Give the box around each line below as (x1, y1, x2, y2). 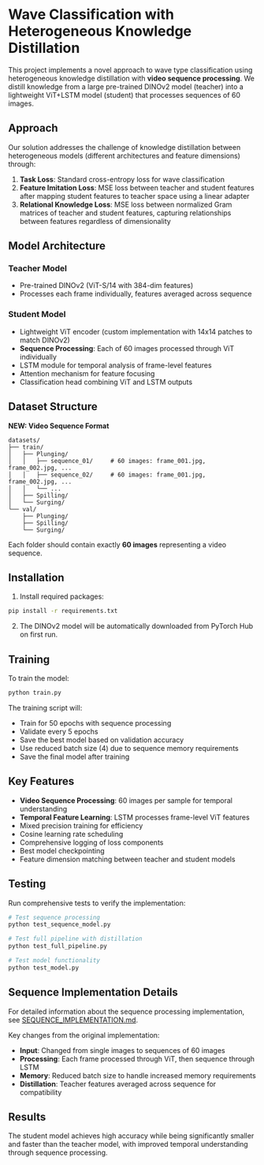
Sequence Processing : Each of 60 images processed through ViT (19, 343, 235, 353)
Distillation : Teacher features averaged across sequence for (19, 1079, 217, 1088)
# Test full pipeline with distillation (8, 935, 143, 943)
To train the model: (8, 674, 69, 683)
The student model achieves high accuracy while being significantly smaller (8, 1131, 255, 1141)
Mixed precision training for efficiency (19, 820, 143, 830)
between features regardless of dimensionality (19, 216, 171, 226)
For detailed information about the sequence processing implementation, (8, 1006, 245, 1016)
